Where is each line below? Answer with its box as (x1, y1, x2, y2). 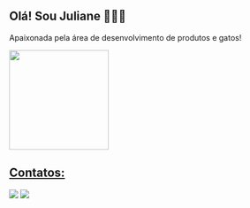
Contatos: (9, 166, 65, 181)
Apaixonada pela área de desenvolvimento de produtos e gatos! (9, 32, 242, 42)
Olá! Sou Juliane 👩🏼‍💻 (9, 9, 126, 24)
